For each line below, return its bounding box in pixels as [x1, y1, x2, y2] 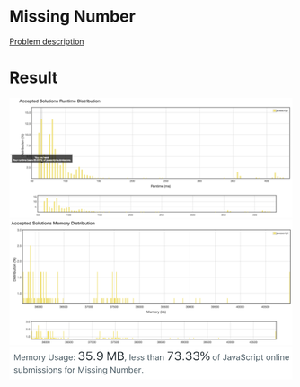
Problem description [9, 36, 84, 47]
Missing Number [9, 6, 137, 27]
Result [9, 67, 58, 88]
